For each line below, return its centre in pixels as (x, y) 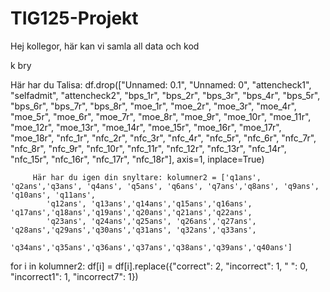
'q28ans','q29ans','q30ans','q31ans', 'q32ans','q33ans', (133, 230)
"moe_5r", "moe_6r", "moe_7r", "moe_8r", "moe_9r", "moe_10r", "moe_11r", (161, 116)
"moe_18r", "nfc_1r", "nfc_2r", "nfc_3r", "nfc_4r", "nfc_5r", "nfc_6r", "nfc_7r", (163, 138)
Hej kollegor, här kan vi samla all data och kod (105, 46)
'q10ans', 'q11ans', (53, 195)
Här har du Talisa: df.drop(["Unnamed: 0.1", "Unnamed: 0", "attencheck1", (161, 84)
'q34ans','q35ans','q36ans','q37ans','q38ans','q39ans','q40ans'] (151, 247)
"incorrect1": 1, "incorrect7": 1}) (74, 276)
